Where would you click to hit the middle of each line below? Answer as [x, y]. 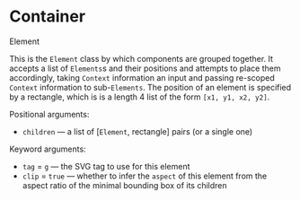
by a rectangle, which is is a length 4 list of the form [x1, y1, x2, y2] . [140, 97]
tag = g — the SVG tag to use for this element [106, 166]
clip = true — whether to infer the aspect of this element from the [145, 176]
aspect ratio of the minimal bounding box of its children [124, 185]
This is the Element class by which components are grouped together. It [141, 58]
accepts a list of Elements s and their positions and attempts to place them [145, 68]
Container [48, 17]
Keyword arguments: [48, 149]
